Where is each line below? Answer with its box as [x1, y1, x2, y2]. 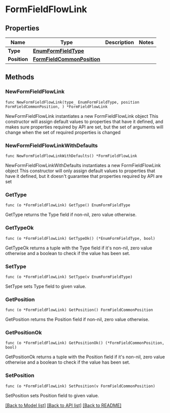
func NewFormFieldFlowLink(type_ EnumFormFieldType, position [5, 100, 140, 105]
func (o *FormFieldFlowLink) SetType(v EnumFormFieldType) [5, 274, 133, 279]
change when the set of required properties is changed [5, 129, 121, 135]
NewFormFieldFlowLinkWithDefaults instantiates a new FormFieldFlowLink [5, 162, 161, 168]
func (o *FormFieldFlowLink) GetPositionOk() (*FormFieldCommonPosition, [5, 340, 165, 346]
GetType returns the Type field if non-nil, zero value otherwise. [5, 212, 137, 218]
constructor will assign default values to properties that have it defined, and [5, 118, 163, 124]
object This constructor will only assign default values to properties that [5, 168, 156, 174]
